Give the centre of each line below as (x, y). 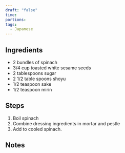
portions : (16, 20)
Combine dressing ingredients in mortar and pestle (66, 123)
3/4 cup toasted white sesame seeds (52, 68)
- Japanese (22, 29)
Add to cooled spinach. (37, 129)
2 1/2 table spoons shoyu (39, 79)
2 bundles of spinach (35, 62)
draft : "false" (22, 10)
